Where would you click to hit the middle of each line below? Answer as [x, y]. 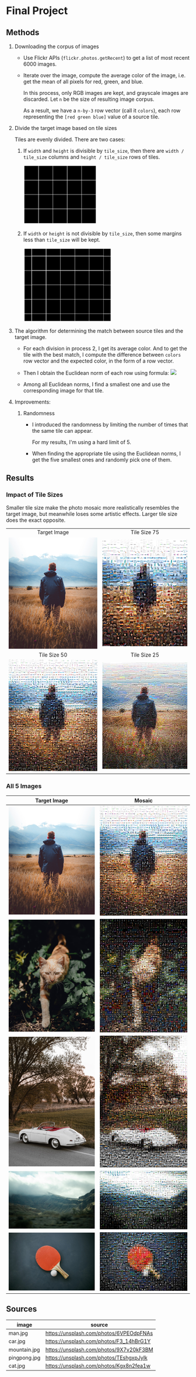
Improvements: [32, 402]
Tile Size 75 [145, 532]
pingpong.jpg [24, 1358]
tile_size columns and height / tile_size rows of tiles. [92, 157]
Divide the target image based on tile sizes [66, 128]
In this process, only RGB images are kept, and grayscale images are [106, 93]
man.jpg [18, 1333]
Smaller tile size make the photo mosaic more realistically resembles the [93, 507]
